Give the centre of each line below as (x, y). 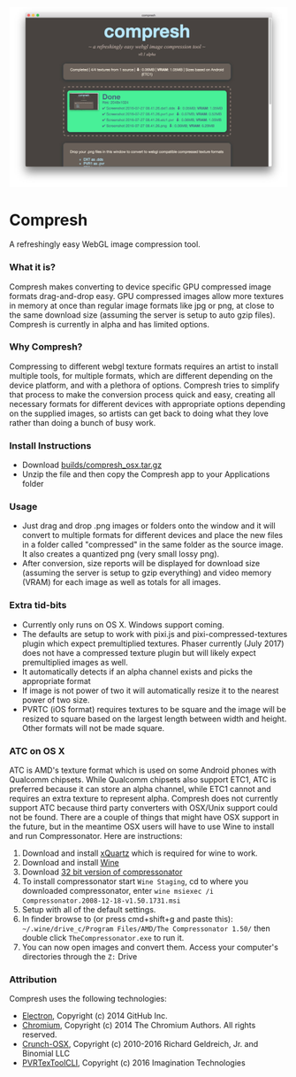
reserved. (39, 1035)
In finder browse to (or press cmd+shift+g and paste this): (127, 919)
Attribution (33, 979)
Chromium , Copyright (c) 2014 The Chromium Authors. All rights (139, 1026)
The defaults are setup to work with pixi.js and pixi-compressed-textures (155, 634)
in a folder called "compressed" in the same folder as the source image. (153, 545)
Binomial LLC (46, 1054)
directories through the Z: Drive (80, 957)
